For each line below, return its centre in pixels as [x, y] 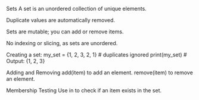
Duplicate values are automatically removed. [60, 20]
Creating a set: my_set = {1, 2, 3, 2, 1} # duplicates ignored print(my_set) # [97, 55]
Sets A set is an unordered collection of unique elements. [77, 9]
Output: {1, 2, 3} [26, 61]
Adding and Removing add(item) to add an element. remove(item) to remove [100, 73]
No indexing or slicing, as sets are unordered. [62, 43]
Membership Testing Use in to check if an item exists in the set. [84, 90]
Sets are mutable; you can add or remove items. [65, 32]
